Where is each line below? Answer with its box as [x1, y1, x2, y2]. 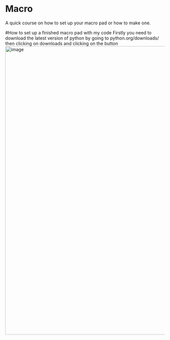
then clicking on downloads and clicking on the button [5, 40, 118, 46]
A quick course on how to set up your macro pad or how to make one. [5, 20, 151, 26]
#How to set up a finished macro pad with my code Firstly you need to [5, 29, 152, 35]
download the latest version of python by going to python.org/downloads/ [5, 35, 159, 41]
